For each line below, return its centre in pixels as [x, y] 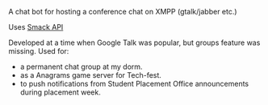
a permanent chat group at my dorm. [81, 67]
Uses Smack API [36, 27]
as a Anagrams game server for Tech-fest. [90, 75]
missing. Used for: [39, 51]
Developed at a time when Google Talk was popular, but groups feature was [134, 42]
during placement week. [60, 92]
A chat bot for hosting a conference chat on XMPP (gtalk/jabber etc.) [123, 12]
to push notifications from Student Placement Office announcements [134, 84]
